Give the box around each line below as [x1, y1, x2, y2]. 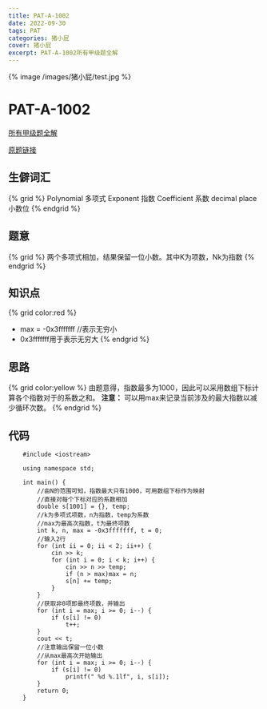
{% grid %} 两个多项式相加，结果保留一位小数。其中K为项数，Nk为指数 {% [8, 252, 255, 261]
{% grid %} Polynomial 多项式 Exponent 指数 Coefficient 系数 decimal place [8, 193, 257, 203]
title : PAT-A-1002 [8, 11, 70, 20]
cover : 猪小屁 [8, 42, 52, 50]
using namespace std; [22, 465, 94, 473]
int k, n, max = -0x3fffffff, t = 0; [37, 526, 162, 534]
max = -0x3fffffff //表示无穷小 [19, 324, 118, 334]
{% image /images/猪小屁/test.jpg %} [8, 72, 132, 81]
